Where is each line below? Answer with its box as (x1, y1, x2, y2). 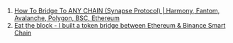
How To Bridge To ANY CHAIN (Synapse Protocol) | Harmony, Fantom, (13, 7, 220, 15)
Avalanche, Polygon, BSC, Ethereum (13, 14, 120, 22)
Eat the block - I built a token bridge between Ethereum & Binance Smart (13, 21, 226, 29)
